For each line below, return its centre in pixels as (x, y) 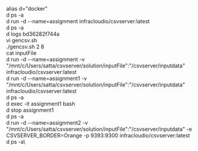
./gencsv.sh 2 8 (25, 47)
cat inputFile (21, 53)
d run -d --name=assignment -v (46, 59)
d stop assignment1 (30, 110)
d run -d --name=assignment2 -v (47, 123)
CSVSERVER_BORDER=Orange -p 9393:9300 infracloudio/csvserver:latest (98, 135)
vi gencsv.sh (22, 40)
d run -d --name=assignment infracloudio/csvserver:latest (78, 21)
